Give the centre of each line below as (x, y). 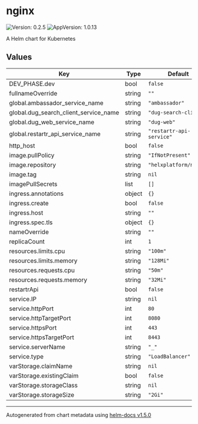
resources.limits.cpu (37, 251)
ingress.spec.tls (31, 222)
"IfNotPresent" (169, 155)
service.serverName (37, 347)
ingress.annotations (36, 193)
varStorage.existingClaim (44, 376)
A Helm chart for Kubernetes (41, 38)
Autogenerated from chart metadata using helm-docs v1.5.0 (79, 415)
